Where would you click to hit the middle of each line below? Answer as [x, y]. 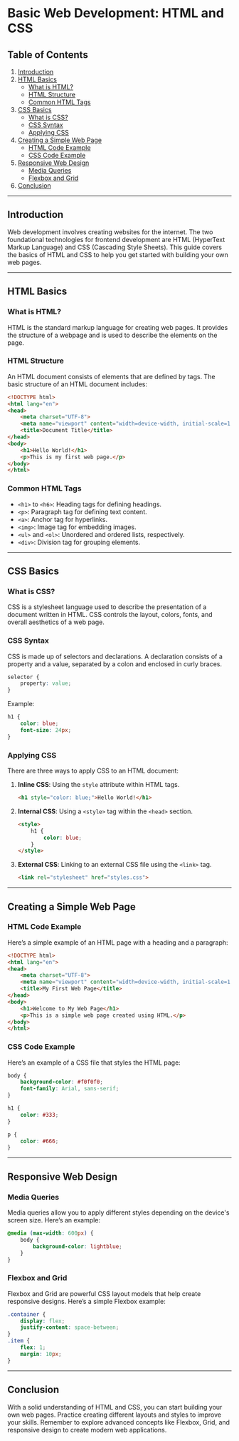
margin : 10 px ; [41, 1354]
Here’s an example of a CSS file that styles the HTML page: [94, 1063]
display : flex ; [43, 1321]
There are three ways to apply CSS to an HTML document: [93, 770]
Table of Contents [48, 55]
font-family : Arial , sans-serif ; [70, 1089]
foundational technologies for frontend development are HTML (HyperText [116, 239]
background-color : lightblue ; [78, 1246]
